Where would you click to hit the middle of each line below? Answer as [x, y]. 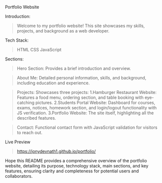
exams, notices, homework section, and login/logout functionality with [87, 108]
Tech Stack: [17, 40]
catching [26, 103]
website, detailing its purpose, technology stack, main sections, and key [77, 166]
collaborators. [19, 176]
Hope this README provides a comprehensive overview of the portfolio [76, 161]
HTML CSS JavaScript [39, 50]
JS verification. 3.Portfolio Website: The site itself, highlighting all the [85, 113]
